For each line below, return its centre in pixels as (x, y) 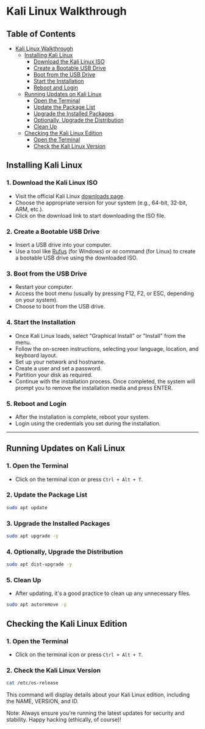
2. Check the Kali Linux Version (53, 670)
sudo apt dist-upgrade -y (39, 564)
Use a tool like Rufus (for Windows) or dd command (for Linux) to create (105, 251)
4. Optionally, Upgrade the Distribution (65, 551)
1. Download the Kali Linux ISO (52, 183)
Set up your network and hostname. (60, 362)
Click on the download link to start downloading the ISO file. (90, 215)
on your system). (36, 300)
